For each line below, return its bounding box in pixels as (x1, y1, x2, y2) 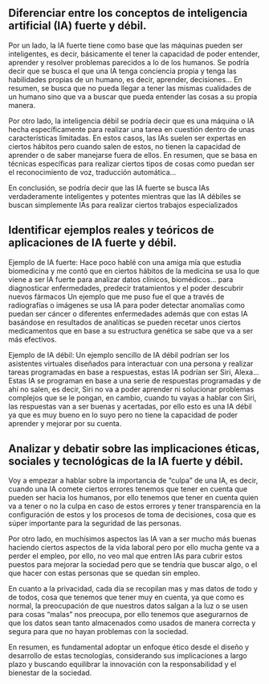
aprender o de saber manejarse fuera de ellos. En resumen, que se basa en (8, 150, 258, 160)
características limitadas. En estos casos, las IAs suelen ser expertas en (8, 133, 247, 143)
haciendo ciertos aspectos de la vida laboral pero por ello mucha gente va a (8, 543, 259, 553)
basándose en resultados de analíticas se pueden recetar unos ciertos (8, 317, 241, 327)
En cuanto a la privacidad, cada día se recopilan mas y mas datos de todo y (8, 584, 259, 594)
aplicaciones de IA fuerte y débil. (8, 236, 177, 250)
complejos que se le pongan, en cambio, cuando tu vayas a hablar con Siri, (8, 392, 257, 402)
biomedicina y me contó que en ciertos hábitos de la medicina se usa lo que (8, 266, 260, 276)
